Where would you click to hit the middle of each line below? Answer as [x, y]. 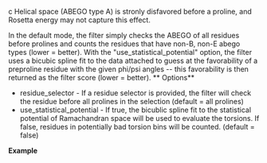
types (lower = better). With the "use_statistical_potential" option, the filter [130, 52]
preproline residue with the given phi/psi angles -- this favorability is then [129, 69]
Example [23, 151]
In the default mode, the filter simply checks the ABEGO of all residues [124, 35]
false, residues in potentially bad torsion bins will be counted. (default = [137, 127]
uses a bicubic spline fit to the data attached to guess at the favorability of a [133, 60]
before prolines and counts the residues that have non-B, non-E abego [124, 44]
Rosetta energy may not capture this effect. [80, 20]
